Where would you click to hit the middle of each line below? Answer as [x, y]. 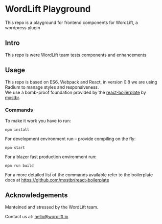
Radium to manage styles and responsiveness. [52, 87]
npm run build [20, 165]
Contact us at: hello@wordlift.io [37, 216]
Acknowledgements [36, 195]
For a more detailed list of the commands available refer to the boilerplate [79, 175]
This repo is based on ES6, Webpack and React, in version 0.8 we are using [81, 82]
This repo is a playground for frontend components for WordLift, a [71, 22]
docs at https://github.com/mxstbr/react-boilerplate [57, 180]
